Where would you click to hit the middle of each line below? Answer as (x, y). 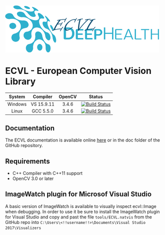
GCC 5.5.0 (43, 111)
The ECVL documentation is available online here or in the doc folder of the (82, 140)
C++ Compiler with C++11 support (47, 173)
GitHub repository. (24, 145)
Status (96, 97)
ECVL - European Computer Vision (78, 71)
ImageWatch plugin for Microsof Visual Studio (78, 194)
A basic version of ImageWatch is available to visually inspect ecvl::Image (81, 206)
